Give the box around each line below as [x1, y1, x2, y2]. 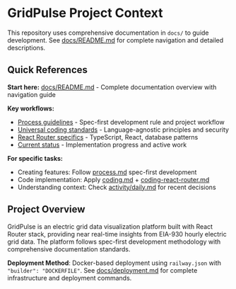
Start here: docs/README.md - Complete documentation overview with [7, 83, 217, 91]
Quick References [7, 64, 88, 76]
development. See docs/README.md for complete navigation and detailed [7, 35, 224, 44]
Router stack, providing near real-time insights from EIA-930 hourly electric [7, 229, 228, 238]
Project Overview [7, 203, 85, 215]
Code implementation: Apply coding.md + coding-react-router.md [17, 175, 210, 183]
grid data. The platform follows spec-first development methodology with [7, 237, 221, 246]
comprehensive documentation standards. [7, 244, 131, 253]
